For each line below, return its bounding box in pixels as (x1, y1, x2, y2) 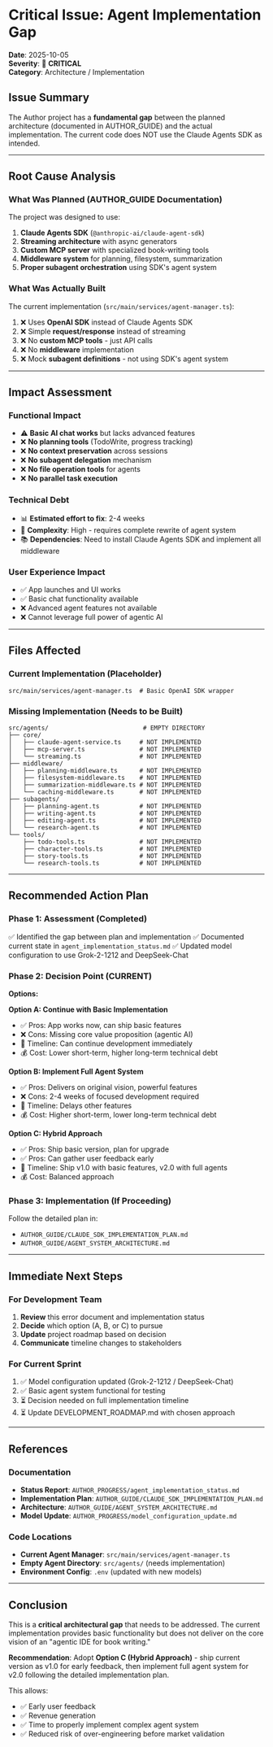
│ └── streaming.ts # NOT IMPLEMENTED (8, 752, 201, 760)
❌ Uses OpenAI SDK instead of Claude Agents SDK (19, 317, 193, 327)
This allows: (8, 1686, 49, 1696)
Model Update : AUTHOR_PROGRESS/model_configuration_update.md (19, 1510, 237, 1520)
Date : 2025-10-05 (8, 50, 69, 59)
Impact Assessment (8, 386, 112, 399)
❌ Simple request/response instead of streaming (19, 326, 186, 336)
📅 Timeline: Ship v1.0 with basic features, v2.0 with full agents (19, 1162, 227, 1172)
